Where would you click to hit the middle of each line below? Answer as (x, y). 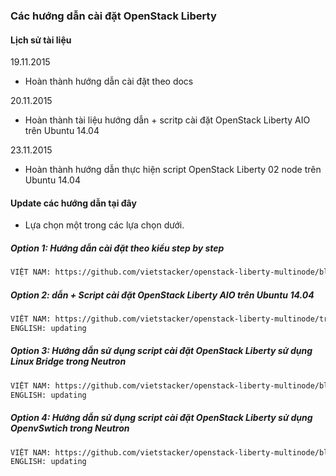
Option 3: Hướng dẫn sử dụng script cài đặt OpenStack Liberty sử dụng (161, 351)
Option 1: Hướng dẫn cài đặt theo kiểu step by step (117, 248)
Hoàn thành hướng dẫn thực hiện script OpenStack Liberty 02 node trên (173, 170)
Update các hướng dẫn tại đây (73, 203)
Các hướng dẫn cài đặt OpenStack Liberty (113, 16)
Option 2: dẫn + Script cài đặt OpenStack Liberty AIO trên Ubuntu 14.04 (162, 295)
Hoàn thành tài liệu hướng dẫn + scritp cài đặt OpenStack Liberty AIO (167, 120)
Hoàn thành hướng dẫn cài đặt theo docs (109, 81)
